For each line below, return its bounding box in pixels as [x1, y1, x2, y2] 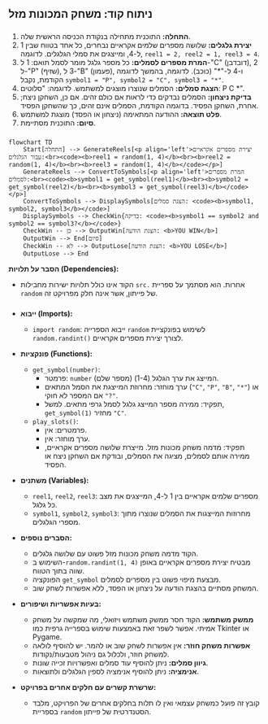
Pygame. [32, 632, 63, 642]
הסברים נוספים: [19, 533, 73, 543]
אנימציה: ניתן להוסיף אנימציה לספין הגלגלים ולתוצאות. [32, 667, 200, 677]
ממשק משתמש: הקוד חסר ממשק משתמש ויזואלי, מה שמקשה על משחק [32, 615, 254, 625]
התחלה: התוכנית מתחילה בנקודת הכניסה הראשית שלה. [19, 32, 191, 41]
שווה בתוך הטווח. [32, 566, 85, 576]
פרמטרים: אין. [44, 425, 88, 435]
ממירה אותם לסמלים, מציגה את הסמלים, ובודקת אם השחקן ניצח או [44, 451, 250, 461]
